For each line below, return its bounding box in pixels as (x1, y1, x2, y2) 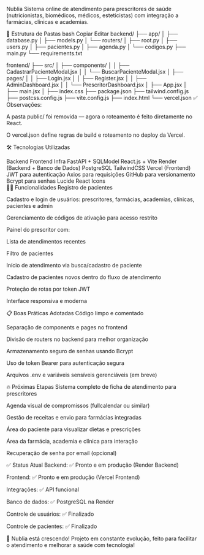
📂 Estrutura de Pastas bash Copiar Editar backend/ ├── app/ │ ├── (6, 30, 178, 37)
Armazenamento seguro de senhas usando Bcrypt (6, 348, 134, 354)
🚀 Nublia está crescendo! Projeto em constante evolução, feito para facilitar (6, 535, 197, 542)
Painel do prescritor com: (6, 226, 70, 233)
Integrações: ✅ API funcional (6, 486, 80, 493)
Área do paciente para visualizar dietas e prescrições (6, 426, 141, 433)
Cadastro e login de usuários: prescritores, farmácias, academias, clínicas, (6, 196, 195, 203)
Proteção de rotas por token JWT (6, 285, 91, 293)
